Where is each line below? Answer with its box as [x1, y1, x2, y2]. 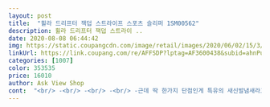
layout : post [8, 11, 52, 20]
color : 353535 [8, 64, 56, 72]
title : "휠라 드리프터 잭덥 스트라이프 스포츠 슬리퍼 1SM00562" [8, 19, 199, 27]
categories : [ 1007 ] [8, 57, 74, 65]
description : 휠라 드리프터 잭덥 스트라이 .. [8, 27, 143, 35]
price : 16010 [8, 72, 52, 80]
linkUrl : [8, 49, 38, 57]
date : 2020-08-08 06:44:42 [8, 34, 99, 43]
